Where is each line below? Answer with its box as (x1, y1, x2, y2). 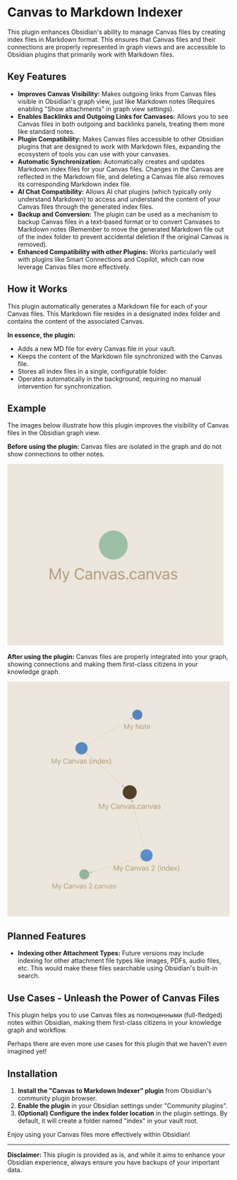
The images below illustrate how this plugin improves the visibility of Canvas (7, 421, 229, 430)
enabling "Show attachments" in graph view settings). (17, 104, 174, 113)
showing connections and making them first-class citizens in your (7, 660, 199, 669)
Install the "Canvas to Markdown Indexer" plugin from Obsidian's (17, 1087, 212, 1095)
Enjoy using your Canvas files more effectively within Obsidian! (7, 1130, 190, 1139)
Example (7, 402, 47, 414)
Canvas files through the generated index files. (17, 202, 154, 211)
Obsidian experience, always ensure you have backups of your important (7, 1158, 220, 1167)
